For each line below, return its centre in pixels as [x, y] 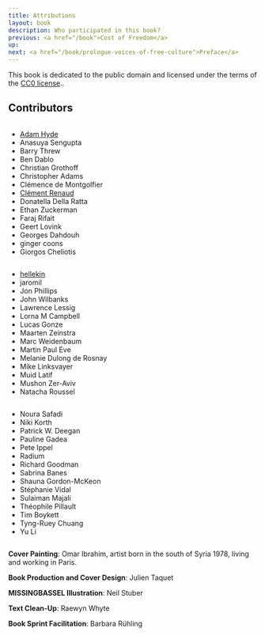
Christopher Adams [51, 176]
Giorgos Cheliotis [48, 252]
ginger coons [41, 243]
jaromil [30, 282]
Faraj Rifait [37, 218]
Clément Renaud [47, 193]
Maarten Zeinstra [48, 332]
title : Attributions [42, 15]
